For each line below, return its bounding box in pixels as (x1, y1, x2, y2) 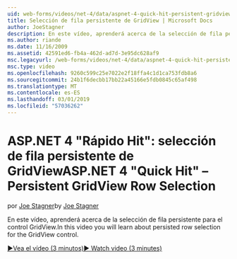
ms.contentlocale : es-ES (7, 89, 80, 96)
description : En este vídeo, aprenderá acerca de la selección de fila (7, 30, 222, 38)
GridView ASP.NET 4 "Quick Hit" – (7, 163, 209, 179)
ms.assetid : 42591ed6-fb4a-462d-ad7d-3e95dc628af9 (7, 50, 159, 57)
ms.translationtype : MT (7, 83, 78, 90)
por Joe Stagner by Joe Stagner (7, 201, 99, 209)
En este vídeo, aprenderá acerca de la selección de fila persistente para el (7, 215, 223, 224)
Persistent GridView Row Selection (7, 178, 217, 195)
